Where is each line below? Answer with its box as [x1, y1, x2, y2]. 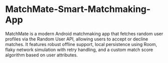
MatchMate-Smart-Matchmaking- [5, 3, 151, 15]
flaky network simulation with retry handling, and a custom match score [5, 46, 153, 52]
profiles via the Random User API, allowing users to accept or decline [5, 36, 148, 42]
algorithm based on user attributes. [5, 51, 78, 58]
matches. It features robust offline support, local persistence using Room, [5, 41, 157, 47]
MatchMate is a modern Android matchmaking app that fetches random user [5, 30, 163, 36]
